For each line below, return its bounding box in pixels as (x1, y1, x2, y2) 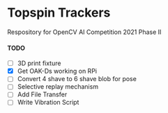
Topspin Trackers (7, 5, 111, 21)
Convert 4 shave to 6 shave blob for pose (17, 75, 137, 83)
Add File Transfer (17, 90, 68, 98)
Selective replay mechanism (17, 82, 99, 91)
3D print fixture (17, 59, 61, 67)
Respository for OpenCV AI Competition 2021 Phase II (7, 28, 162, 36)
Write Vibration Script (17, 98, 79, 107)
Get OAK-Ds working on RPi (17, 67, 98, 76)
